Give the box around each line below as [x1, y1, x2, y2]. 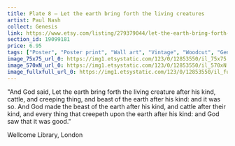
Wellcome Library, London [7, 130, 83, 139]
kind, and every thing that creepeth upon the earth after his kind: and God [7, 109, 220, 118]
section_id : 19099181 [7, 36, 71, 43]
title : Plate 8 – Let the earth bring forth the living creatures [7, 10, 205, 17]
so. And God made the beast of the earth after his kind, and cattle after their [7, 102, 226, 111]
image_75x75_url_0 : [7, 56, 64, 63]
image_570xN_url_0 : [7, 62, 64, 69]
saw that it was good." [7, 117, 71, 125]
